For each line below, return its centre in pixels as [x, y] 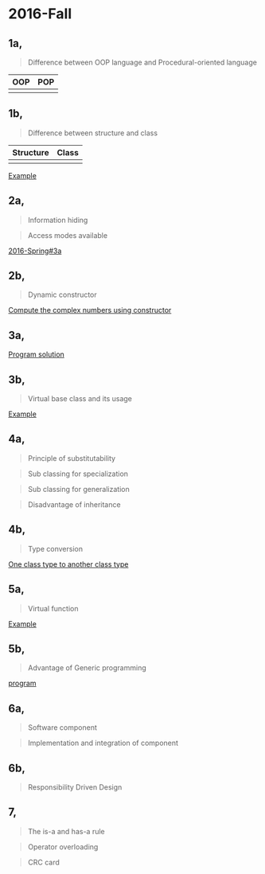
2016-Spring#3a [35, 251]
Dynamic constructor [62, 295]
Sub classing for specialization [78, 474]
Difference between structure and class [92, 133]
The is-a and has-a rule [66, 831]
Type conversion [55, 548]
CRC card [43, 862]
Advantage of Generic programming [87, 668]
